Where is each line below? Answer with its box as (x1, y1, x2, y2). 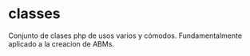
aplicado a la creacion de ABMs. (8, 39, 114, 48)
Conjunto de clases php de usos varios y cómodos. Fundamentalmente (8, 31, 242, 40)
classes (8, 5, 62, 23)
